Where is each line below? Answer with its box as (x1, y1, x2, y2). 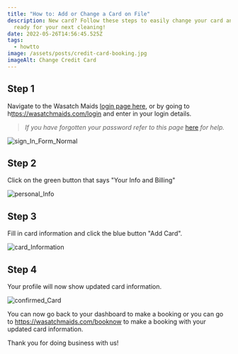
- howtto (13, 43, 40, 50)
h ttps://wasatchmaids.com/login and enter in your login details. (7, 109, 192, 118)
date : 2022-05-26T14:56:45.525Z (7, 30, 103, 38)
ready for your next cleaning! (13, 23, 106, 31)
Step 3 (7, 210, 37, 222)
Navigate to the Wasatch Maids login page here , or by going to (7, 101, 190, 110)
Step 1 (7, 83, 35, 95)
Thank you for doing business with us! (7, 338, 119, 347)
